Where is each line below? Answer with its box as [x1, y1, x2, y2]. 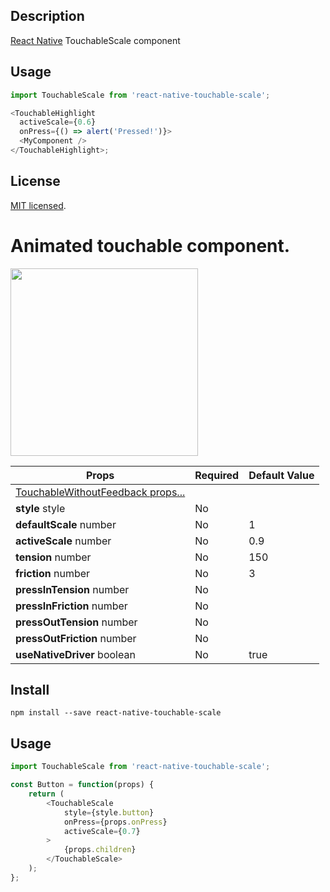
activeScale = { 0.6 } [19, 117, 97, 128]
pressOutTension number [15, 615, 138, 629]
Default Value [248, 468, 315, 482]
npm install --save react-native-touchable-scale [10, 708, 222, 718]
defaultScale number [15, 517, 117, 531]
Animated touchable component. [10, 234, 291, 257]
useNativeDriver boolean [15, 647, 136, 661]
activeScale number [15, 534, 112, 548]
